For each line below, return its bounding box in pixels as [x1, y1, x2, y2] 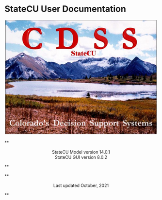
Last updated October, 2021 [53, 182, 109, 188]
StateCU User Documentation [4, 3, 127, 15]
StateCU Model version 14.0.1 [52, 149, 110, 155]
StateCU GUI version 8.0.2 [54, 154, 108, 160]
